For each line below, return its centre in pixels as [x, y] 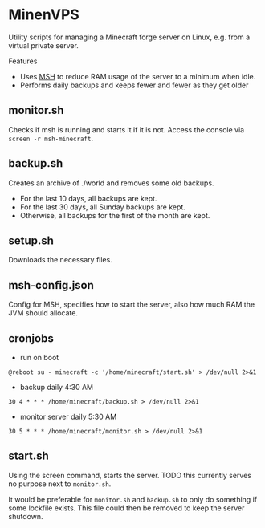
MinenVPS [44, 15]
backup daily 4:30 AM [57, 387]
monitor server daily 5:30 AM [68, 416]
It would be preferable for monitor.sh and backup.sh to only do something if [133, 499]
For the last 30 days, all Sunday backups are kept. [103, 207]
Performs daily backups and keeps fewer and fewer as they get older [134, 85]
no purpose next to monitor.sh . [60, 484]
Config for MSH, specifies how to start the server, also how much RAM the [132, 305]
